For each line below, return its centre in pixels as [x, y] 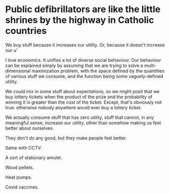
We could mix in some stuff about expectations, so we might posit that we [82, 91]
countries [26, 31]
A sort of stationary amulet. [34, 158]
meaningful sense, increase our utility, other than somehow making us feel [83, 123]
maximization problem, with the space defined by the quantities [98, 71]
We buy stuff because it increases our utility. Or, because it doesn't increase [85, 45]
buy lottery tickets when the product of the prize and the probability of [79, 97]
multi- [150, 65]
